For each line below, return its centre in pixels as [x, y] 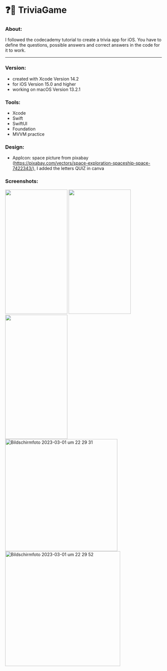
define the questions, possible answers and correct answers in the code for [83, 45]
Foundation [24, 129]
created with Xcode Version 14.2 [45, 79]
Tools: [13, 102]
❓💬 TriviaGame [36, 10]
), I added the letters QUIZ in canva [68, 168]
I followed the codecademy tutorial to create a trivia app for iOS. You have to [83, 40]
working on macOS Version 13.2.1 [46, 89]
